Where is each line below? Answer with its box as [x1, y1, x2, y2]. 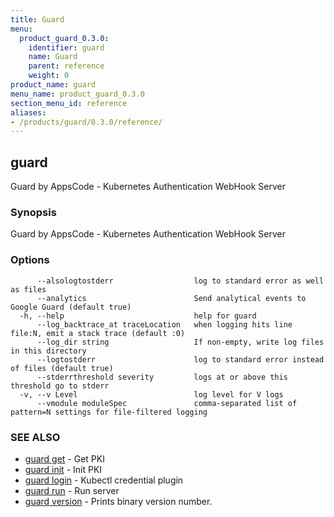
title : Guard [10, 14, 65, 25]
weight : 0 [28, 71, 70, 81]
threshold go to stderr [10, 381, 110, 391]
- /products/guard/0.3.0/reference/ [10, 117, 163, 127]
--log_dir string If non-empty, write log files [36, 337, 325, 347]
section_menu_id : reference [10, 98, 128, 108]
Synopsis [10, 205, 57, 219]
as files [10, 284, 47, 295]
